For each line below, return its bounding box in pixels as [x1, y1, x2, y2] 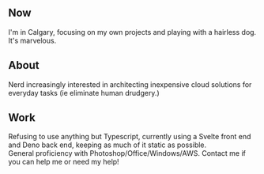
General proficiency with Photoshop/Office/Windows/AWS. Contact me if [8, 149, 247, 158]
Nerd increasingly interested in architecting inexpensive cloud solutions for [8, 79, 252, 89]
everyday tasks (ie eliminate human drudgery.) [8, 88, 160, 97]
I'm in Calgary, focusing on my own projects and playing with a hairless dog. [8, 27, 257, 36]
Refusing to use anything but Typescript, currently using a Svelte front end [8, 132, 251, 142]
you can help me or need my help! [8, 157, 120, 167]
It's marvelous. [8, 36, 57, 45]
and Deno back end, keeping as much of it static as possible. [8, 140, 207, 149]
